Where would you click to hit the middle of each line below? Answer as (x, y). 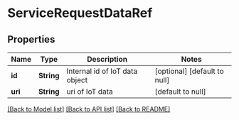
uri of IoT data (90, 92)
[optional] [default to (189, 71)
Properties (31, 39)
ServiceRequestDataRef (80, 13)
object (77, 80)
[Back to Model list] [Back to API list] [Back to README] (89, 109)
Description (107, 59)
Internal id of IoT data (102, 71)
